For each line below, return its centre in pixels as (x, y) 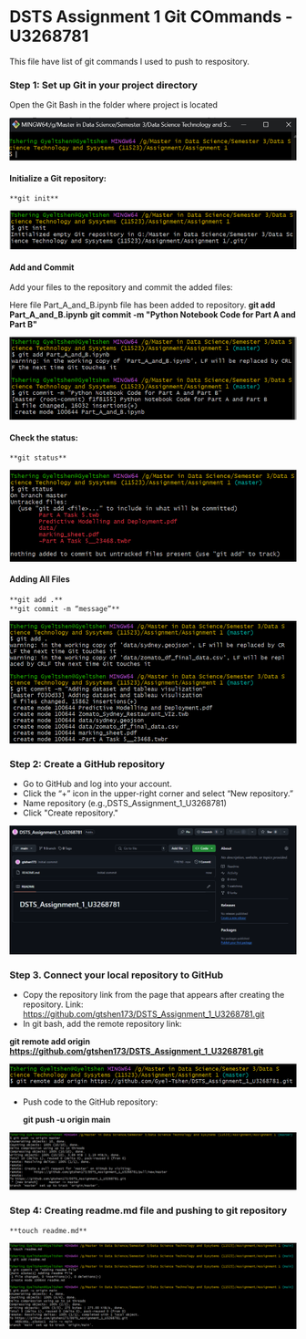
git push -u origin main (66, 1120)
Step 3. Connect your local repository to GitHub (117, 975)
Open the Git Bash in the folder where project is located (114, 105)
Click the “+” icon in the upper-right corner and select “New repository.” (158, 794)
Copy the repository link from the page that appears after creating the (153, 995)
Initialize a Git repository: (58, 178)
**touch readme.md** (49, 1230)
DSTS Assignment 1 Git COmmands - (151, 17)
